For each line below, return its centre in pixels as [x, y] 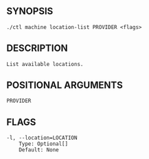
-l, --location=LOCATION [42, 138]
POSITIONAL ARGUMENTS [65, 85]
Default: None [39, 150]
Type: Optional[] [44, 144]
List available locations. [45, 64]
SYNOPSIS [30, 11]
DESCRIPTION [37, 49]
